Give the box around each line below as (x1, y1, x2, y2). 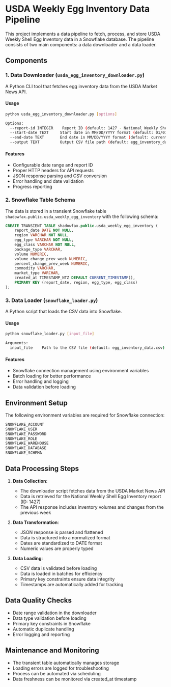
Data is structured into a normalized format (20, 534, 110, 540)
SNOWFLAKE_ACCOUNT (5, 422, 44, 427)
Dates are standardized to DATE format (20, 540, 102, 546)
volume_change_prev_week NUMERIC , (14, 256, 88, 261)
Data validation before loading (12, 384, 76, 390)
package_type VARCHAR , (14, 246, 63, 252)
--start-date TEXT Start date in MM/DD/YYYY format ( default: (10, 130, 154, 135)
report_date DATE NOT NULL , (14, 228, 74, 233)
